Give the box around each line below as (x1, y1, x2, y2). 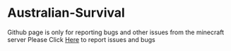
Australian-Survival (7, 5, 125, 21)
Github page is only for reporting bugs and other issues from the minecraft (7, 28, 225, 36)
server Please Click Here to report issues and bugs (7, 35, 155, 43)
